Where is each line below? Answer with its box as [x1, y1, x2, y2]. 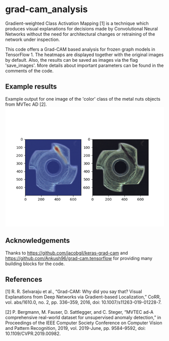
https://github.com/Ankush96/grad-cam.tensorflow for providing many [5, 255, 153, 261]
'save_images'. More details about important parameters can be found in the [5, 62, 164, 68]
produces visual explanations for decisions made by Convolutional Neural [5, 25, 158, 31]
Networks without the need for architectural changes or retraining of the [5, 31, 155, 37]
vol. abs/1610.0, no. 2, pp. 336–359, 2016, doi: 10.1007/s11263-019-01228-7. [5, 300, 162, 306]
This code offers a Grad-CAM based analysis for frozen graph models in [5, 46, 155, 52]
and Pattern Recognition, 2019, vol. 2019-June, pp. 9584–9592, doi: [5, 325, 146, 331]
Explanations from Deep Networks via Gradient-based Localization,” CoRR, [5, 294, 161, 300]
